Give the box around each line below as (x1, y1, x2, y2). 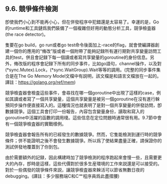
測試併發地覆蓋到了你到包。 (5, 144, 62, 150)
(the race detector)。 (5, 31, 48, 37)
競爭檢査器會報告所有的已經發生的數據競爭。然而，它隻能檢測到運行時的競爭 (5, 131, 162, 137)
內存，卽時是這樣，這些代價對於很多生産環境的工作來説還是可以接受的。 (13, 161, 162, 167)
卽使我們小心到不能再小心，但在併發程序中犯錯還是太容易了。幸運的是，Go (5, 19, 159, 25)
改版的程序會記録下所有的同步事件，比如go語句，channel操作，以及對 (18, 60, 162, 66)
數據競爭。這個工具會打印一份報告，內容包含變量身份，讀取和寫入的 (5, 108, 145, 114)
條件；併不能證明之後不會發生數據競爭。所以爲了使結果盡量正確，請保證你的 (5, 137, 162, 143)
